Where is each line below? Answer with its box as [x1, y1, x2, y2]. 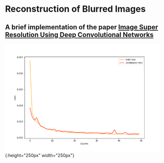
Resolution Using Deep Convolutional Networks [5, 30, 154, 39]
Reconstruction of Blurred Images [5, 3, 146, 15]
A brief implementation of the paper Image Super [5, 23, 158, 31]
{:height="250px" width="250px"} [5, 152, 75, 158]
